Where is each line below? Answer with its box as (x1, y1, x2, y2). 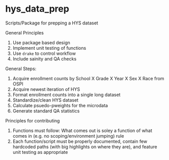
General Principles (5, 29, 44, 36)
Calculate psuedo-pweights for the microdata (12, 102, 108, 108)
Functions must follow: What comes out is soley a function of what (12, 127, 153, 134)
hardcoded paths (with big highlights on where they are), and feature (12, 143, 157, 150)
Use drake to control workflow (12, 50, 76, 56)
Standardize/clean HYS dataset (12, 97, 79, 103)
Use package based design (12, 39, 70, 46)
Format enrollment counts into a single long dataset (12, 91, 121, 98)
